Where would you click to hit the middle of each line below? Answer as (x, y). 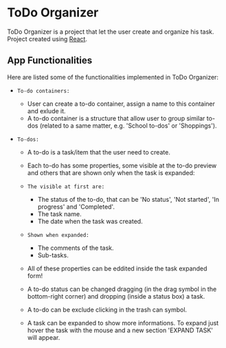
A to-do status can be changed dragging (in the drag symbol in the (122, 289)
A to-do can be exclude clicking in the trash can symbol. (107, 310)
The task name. (59, 213)
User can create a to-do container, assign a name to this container (121, 104)
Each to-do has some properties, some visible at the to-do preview (122, 165)
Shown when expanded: (58, 235)
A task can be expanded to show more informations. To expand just (123, 323)
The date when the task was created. (90, 221)
